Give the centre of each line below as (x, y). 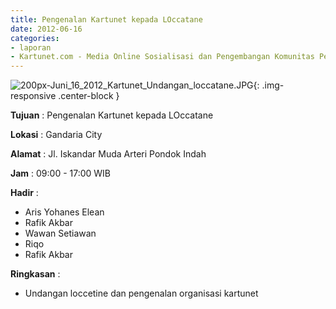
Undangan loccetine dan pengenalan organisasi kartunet (141, 293)
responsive (33, 96)
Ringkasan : (35, 274)
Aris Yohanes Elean (64, 212)
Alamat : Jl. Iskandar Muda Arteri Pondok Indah (108, 154)
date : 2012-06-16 (46, 29)
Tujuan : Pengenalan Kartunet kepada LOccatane (112, 115)
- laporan (31, 47)
